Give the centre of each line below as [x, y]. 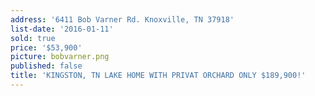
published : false [46, 66]
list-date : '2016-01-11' [62, 29]
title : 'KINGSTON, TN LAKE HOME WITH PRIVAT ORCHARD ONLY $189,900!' [158, 76]
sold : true [33, 38]
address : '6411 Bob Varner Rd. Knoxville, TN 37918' [122, 19]
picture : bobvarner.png [60, 57]
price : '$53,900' [46, 47]
